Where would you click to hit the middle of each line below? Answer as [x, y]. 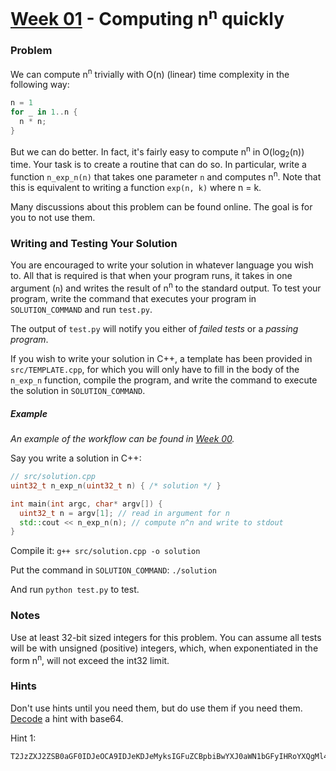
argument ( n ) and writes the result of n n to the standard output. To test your [166, 287]
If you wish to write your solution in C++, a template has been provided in [161, 359]
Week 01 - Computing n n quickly [147, 17]
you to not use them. [53, 218]
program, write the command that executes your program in [133, 299]
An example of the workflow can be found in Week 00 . [122, 438]
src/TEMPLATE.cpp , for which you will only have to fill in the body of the [155, 370]
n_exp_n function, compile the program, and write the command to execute [164, 380]
